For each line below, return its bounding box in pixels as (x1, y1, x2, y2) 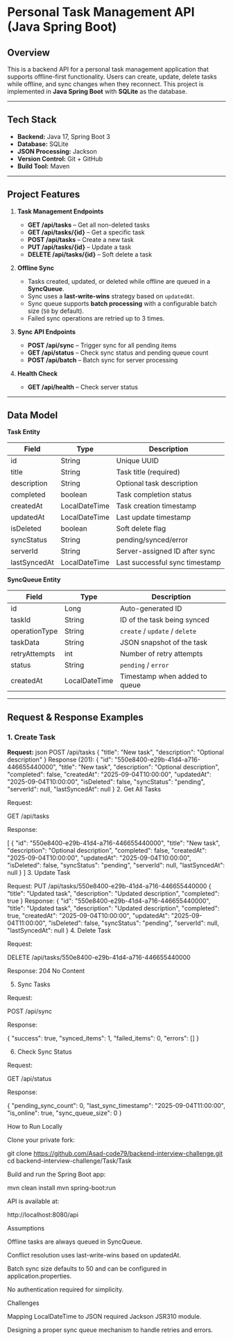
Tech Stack (7, 114, 57, 126)
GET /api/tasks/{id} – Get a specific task (27, 227, 145, 236)
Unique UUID (116, 456, 159, 466)
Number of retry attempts (120, 649, 203, 659)
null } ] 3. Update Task (7, 869, 71, 877)
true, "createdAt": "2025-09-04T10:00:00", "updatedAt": (7, 912, 170, 920)
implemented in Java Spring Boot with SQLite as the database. (7, 88, 187, 95)
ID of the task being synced (120, 615, 210, 625)
